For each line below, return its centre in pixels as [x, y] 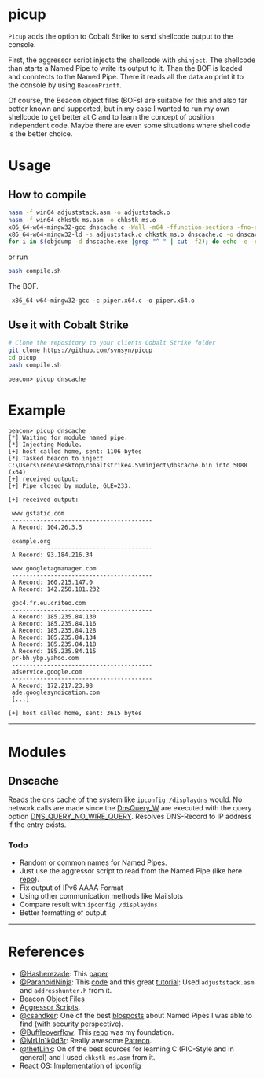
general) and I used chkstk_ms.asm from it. [87, 1057]
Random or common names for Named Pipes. [93, 862]
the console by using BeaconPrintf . [65, 85]
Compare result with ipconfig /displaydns [89, 904]
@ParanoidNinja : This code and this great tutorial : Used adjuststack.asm [137, 982]
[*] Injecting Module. [45, 445]
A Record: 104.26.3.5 [47, 528]
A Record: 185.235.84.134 [54, 638]
